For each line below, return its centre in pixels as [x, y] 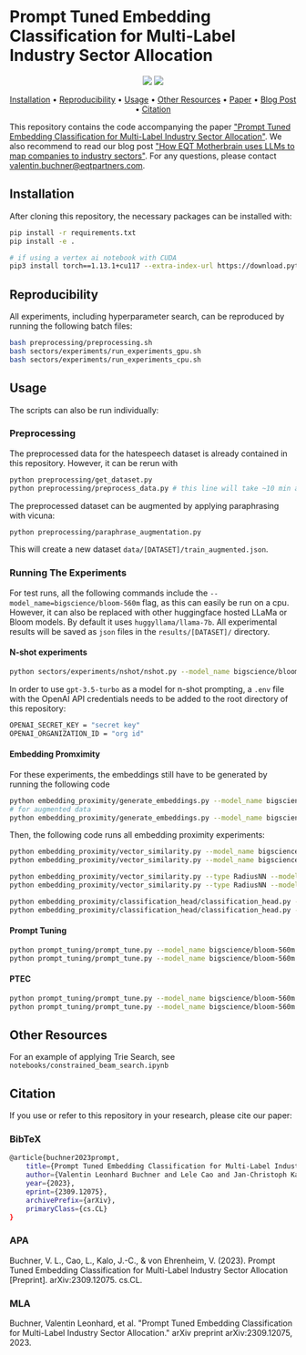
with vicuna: [32, 515]
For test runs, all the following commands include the [109, 593]
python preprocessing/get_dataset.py [81, 480]
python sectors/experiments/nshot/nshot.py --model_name [120, 671]
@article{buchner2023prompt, [65, 1158]
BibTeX [25, 1139]
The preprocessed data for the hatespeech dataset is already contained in [149, 453]
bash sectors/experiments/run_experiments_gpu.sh [106, 351]
